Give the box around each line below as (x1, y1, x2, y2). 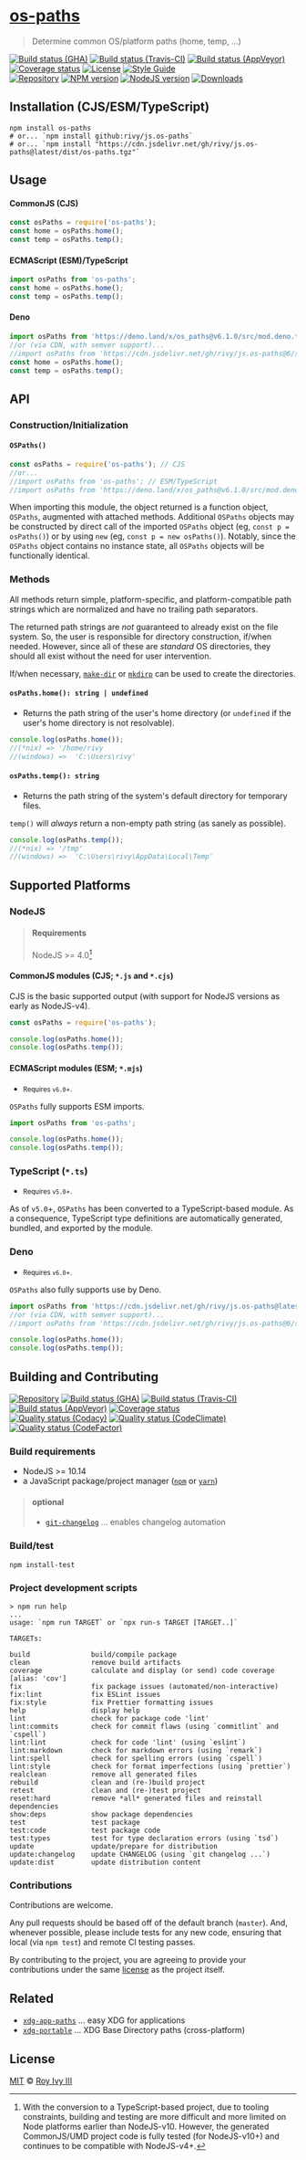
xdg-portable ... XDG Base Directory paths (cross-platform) (22, 2025, 246, 2036)
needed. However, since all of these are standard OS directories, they (9, 640, 271, 651)
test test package (9, 1818, 141, 1828)
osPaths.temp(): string (9, 772, 100, 781)
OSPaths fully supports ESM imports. (9, 1101, 145, 1112)
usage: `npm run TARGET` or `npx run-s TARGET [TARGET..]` (9, 1618, 239, 1628)
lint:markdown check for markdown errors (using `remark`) (9, 1746, 262, 1755)
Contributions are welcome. (9, 1900, 114, 1911)
